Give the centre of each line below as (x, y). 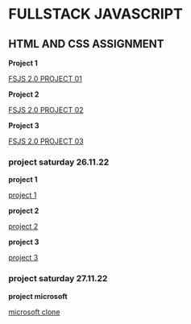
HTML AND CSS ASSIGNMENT (86, 44)
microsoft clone (34, 312)
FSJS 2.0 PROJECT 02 (46, 110)
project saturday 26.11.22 (59, 162)
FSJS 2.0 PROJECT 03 (46, 141)
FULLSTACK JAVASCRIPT (95, 14)
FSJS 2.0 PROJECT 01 (45, 79)
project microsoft (38, 296)
